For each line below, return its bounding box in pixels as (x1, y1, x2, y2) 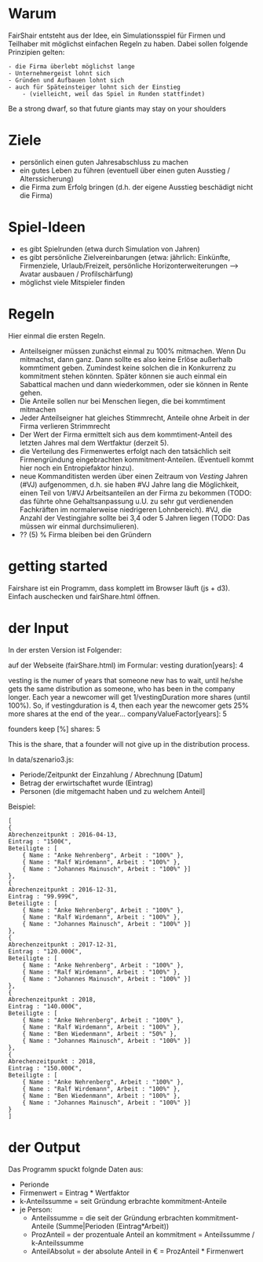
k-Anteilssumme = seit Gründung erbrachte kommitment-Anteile (19, 1196, 228, 1205)
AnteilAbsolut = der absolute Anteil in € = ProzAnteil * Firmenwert (31, 1246, 244, 1256)
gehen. (19, 388, 43, 397)
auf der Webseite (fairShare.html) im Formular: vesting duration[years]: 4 (8, 660, 244, 670)
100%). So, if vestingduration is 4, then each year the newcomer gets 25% (8, 701, 249, 710)
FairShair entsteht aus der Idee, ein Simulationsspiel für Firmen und (8, 31, 226, 40)
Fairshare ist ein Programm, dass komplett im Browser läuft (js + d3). (8, 583, 230, 593)
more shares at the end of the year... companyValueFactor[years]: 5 (8, 708, 228, 719)
